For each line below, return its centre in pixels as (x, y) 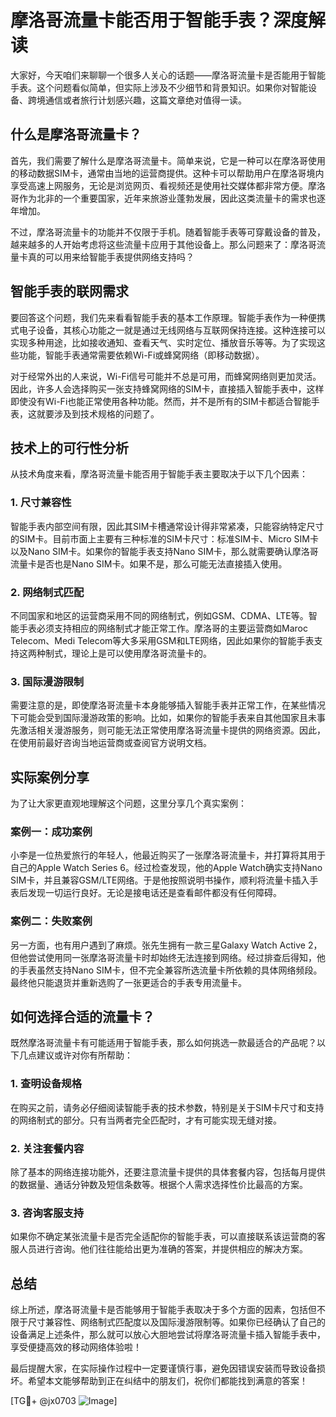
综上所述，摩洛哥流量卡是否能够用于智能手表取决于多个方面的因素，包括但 (163, 1310)
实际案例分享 (50, 777)
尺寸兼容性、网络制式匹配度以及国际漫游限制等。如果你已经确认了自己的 (176, 1322)
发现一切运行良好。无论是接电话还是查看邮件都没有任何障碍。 (154, 893)
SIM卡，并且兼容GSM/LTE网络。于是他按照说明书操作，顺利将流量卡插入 (160, 880)
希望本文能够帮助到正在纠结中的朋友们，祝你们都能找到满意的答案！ (167, 1381)
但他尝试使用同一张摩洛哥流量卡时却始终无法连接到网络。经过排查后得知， (163, 957)
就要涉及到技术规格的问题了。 (98, 413)
